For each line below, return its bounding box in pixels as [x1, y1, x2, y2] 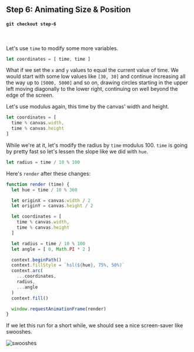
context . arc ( [11, 268, 44, 274]
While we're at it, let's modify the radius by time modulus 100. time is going [6, 142, 188, 149]
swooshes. [6, 328, 32, 335]
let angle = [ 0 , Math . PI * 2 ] [11, 246, 91, 252]
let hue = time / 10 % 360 [11, 187, 78, 193]
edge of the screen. [6, 91, 54, 99]
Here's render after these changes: [6, 170, 91, 177]
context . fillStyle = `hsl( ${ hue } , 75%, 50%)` [11, 262, 125, 268]
